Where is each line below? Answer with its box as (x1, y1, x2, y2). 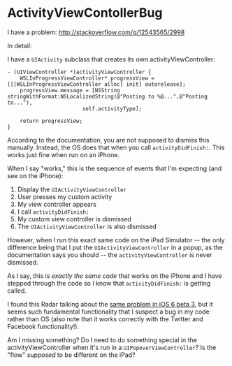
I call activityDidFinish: (17, 207, 89, 216)
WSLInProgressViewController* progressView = (20, 75, 155, 82)
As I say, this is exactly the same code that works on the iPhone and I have (7, 271, 222, 280)
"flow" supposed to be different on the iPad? (7, 351, 136, 359)
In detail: (7, 41, 33, 50)
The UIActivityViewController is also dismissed (17, 222, 157, 230)
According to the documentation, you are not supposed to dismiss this (7, 136, 210, 144)
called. (7, 286, 27, 295)
